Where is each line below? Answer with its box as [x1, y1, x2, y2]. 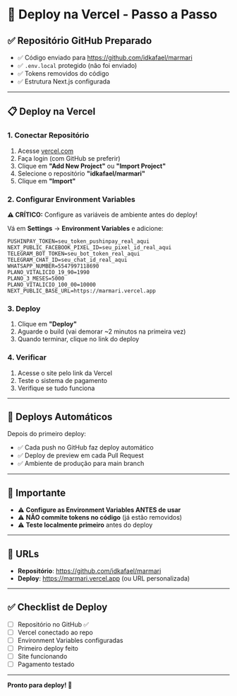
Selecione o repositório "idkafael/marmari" [17, 169, 146, 178]
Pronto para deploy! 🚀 [7, 681, 73, 690]
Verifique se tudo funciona [17, 384, 95, 392]
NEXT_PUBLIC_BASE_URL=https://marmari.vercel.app [7, 287, 157, 295]
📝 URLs [7, 548, 39, 560]
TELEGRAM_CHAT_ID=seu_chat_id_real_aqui [7, 256, 128, 263]
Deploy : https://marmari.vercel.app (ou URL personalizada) [17, 574, 190, 583]
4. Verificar [7, 353, 47, 363]
